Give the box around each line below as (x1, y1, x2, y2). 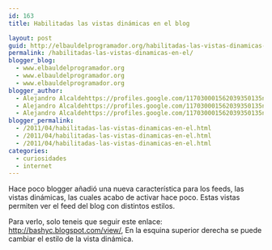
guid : (8, 41, 27, 49)
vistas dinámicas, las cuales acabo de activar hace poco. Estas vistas (8, 193, 240, 202)
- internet (15, 162, 53, 170)
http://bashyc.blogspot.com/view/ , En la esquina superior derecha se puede (8, 226, 262, 235)
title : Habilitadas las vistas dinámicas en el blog (8, 19, 190, 28)
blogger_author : (8, 87, 63, 95)
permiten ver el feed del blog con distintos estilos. (8, 201, 176, 211)
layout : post (8, 34, 53, 42)
